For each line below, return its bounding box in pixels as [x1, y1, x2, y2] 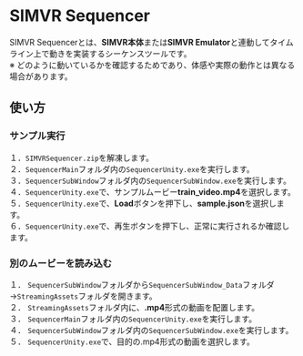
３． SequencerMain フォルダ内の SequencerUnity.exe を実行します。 [9, 313, 258, 324]
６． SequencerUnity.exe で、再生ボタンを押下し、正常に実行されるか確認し [9, 220, 290, 231]
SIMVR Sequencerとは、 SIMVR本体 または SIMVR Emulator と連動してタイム [9, 36, 294, 47]
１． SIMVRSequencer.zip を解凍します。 [9, 152, 155, 163]
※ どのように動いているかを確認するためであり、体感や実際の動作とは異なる [9, 59, 296, 70]
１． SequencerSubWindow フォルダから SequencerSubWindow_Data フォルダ [9, 279, 275, 290]
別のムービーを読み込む [9, 257, 112, 270]
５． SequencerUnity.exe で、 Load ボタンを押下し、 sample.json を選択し [9, 198, 278, 209]
